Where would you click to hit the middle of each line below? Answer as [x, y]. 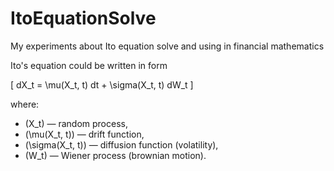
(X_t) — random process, [76, 123]
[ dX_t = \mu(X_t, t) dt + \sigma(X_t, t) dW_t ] [102, 84]
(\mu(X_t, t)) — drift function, [84, 134]
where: [25, 104]
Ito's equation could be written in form [89, 65]
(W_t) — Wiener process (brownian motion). [115, 155]
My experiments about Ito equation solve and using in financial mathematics [167, 46]
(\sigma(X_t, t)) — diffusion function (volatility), [121, 144]
